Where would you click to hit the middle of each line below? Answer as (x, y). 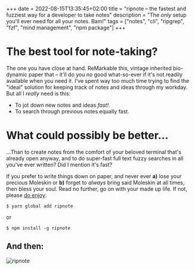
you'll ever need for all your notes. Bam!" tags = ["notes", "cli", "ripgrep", (95, 21)
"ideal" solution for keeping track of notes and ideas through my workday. (97, 87)
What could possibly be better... (87, 136)
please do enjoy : (27, 195)
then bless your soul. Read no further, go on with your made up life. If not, (97, 189)
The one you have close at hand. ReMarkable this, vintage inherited (89, 68)
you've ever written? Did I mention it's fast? (59, 165)
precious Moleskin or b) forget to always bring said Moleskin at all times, (95, 182)
